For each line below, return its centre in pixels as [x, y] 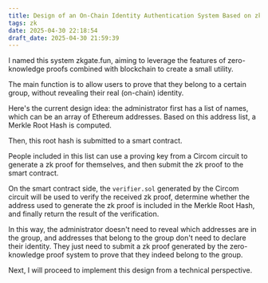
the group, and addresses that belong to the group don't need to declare [128, 238]
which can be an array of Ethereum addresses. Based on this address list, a [132, 117]
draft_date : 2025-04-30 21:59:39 [64, 38]
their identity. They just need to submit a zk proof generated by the [118, 246]
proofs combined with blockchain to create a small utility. [140, 69]
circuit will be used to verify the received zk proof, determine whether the [129, 197]
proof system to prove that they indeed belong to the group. [145, 255]
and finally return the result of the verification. [84, 214]
